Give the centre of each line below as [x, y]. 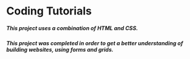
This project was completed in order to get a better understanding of [95, 43]
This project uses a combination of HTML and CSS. [72, 28]
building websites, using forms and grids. [60, 50]
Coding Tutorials [49, 11]
